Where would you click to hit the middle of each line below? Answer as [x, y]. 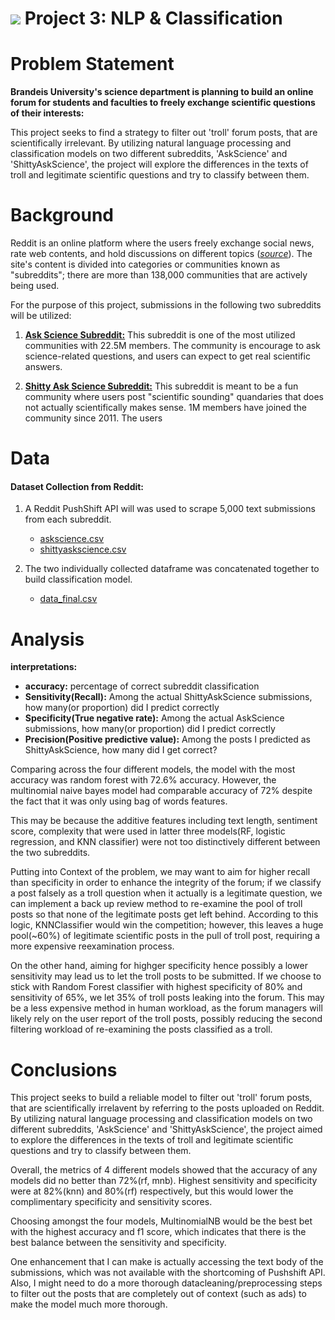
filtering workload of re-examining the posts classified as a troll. [141, 1029]
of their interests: [47, 113]
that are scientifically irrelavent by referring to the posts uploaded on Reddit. [167, 1108]
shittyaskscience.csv [83, 549]
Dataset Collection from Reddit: [77, 486]
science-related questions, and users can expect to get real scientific [167, 356]
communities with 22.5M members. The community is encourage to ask [172, 346]
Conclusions [64, 1069]
